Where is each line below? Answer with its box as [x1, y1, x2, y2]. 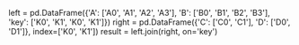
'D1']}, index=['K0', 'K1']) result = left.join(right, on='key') [8, 26, 218, 36]
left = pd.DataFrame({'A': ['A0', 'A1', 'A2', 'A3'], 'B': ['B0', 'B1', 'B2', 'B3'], [8, 8, 270, 18]
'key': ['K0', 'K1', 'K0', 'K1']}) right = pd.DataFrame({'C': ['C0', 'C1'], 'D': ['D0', [8, 17, 291, 27]
